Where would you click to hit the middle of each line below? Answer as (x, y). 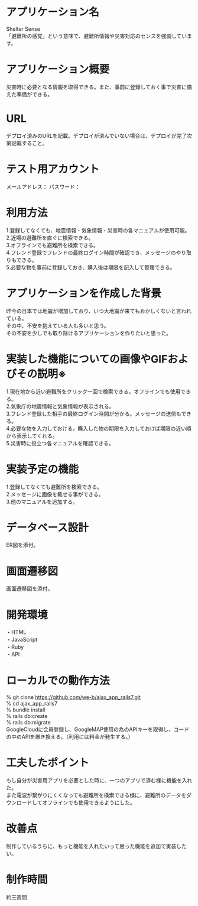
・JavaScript (22, 640)
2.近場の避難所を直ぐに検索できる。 (50, 238)
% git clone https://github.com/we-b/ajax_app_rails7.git (73, 697)
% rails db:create (27, 716)
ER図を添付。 (22, 545)
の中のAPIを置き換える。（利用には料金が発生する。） (70, 737)
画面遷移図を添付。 (30, 588)
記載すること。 (29, 143)
